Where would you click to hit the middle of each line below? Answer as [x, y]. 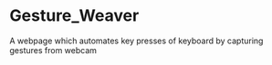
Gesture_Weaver [74, 16]
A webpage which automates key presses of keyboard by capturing [136, 41]
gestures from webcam [53, 50]
